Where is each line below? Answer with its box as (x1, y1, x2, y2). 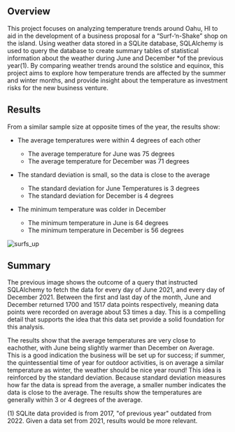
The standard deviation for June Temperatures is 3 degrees (27, 184, 200, 192)
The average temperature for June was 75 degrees (27, 150, 175, 158)
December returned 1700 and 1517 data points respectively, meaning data (7, 301, 219, 309)
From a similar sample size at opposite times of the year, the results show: (7, 122, 220, 131)
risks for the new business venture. (7, 83, 109, 92)
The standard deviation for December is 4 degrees (27, 192, 174, 200)
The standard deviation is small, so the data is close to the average (17, 171, 211, 179)
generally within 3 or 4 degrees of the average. (7, 396, 143, 404)
